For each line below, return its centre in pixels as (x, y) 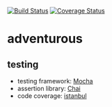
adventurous (45, 39)
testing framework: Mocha (55, 81)
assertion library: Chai (49, 88)
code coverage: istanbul (52, 96)
